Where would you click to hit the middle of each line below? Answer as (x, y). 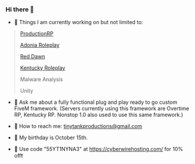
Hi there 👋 (20, 9)
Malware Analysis (41, 80)
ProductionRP (37, 34)
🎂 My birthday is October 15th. (51, 137)
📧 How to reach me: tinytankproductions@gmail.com (78, 126)
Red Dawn (32, 57)
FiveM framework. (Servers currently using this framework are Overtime (102, 109)
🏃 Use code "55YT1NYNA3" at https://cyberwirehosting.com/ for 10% (98, 149)
